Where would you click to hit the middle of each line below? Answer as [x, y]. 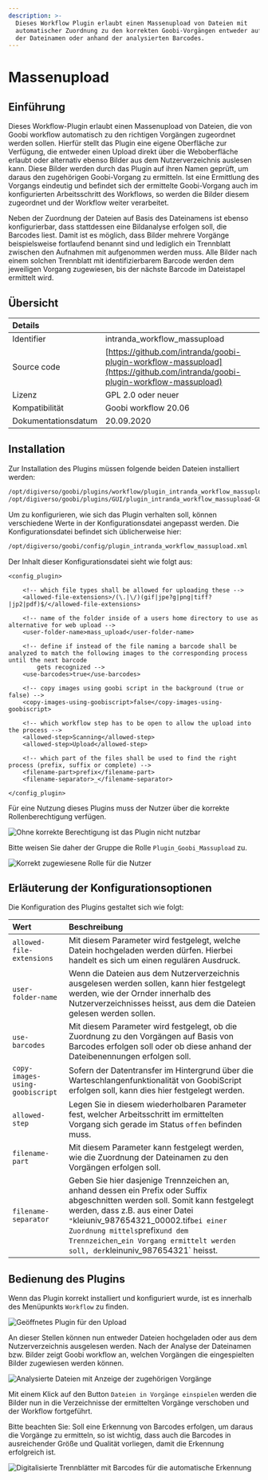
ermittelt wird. [31, 278]
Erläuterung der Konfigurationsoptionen [110, 888]
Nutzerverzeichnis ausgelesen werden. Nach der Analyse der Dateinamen [130, 1346]
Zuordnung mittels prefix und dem [129, 1230]
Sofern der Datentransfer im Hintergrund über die [161, 1070]
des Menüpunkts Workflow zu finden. [69, 1307]
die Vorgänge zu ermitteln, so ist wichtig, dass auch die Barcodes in [120, 1435]
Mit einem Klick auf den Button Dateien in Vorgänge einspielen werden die [133, 1394]
